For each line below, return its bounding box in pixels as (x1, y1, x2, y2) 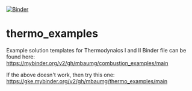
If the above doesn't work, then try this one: (6, 71, 115, 78)
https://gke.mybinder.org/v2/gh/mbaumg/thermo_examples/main (6, 77, 168, 84)
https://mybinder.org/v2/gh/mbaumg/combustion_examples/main (6, 59, 169, 66)
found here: (6, 53, 35, 60)
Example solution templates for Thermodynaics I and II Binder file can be (6, 46, 187, 54)
